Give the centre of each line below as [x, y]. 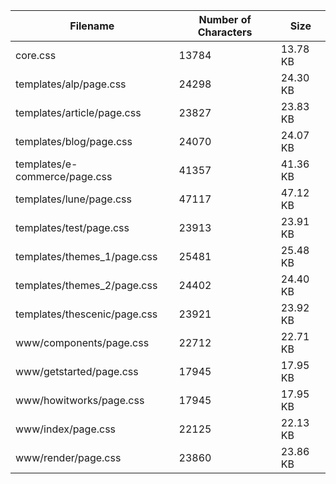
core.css [36, 55]
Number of [225, 19]
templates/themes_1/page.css [86, 256]
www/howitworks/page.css [80, 400]
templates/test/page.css [72, 227]
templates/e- [46, 164]
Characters [225, 32]
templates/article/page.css [78, 112]
